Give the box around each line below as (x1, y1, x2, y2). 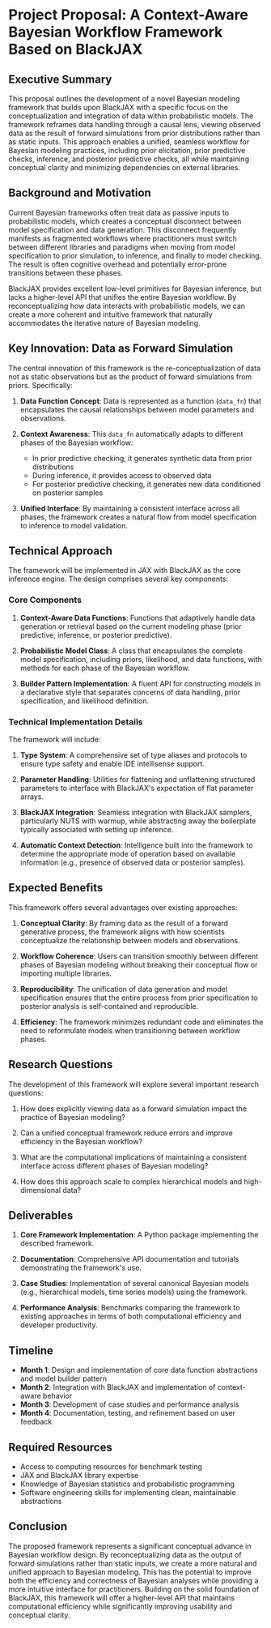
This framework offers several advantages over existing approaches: (8, 902, 238, 912)
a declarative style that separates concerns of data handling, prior (19, 687, 241, 697)
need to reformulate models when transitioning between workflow (19, 1025, 240, 1035)
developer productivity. (19, 1320, 98, 1330)
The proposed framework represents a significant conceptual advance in (8, 1541, 252, 1551)
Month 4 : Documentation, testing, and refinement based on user (19, 1408, 236, 1418)
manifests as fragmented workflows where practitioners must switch (8, 233, 237, 243)
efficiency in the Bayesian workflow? (19, 1136, 143, 1146)
